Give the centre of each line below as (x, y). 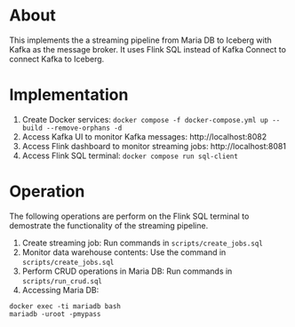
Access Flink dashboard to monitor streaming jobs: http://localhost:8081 (154, 146)
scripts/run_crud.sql (62, 281)
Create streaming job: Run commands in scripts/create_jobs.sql (143, 243)
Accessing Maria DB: (60, 290)
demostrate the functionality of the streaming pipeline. (109, 225)
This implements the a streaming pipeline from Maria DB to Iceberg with (141, 40)
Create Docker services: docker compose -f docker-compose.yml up (145, 119)
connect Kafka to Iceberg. (57, 59)
